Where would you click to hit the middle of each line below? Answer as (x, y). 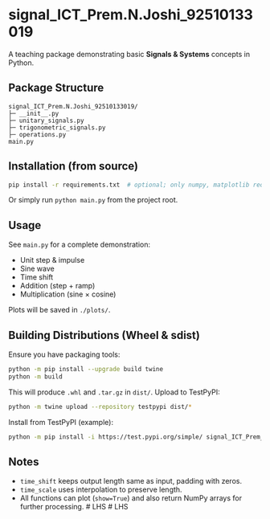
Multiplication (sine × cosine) (68, 294)
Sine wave (37, 269)
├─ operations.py (37, 134)
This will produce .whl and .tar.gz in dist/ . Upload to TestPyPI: (114, 392)
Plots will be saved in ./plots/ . (59, 310)
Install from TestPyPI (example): (61, 422)
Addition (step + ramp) (57, 286)
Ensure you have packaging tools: (64, 354)
